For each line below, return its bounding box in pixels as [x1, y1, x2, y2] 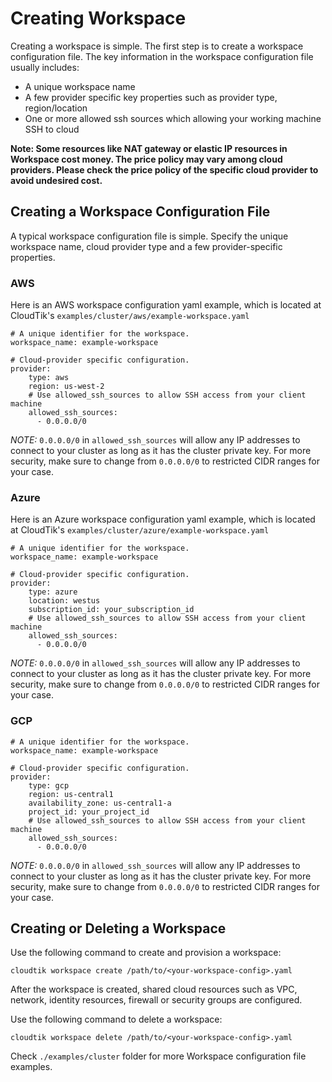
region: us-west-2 [28, 382, 105, 392]
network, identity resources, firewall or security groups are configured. [10, 994, 303, 1006]
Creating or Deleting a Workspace [10, 920, 227, 937]
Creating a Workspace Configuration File [10, 203, 271, 221]
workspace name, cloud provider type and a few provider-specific [10, 240, 283, 252]
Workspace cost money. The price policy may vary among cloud [10, 153, 283, 165]
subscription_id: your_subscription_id [28, 605, 195, 615]
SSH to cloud [24, 123, 80, 135]
